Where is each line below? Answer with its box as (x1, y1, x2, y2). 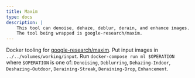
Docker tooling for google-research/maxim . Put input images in (6, 46, 158, 53)
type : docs (6, 14, 33, 20)
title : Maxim (6, 8, 38, 15)
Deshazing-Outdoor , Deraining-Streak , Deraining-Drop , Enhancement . (6, 65, 169, 72)
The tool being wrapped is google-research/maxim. (16, 30, 143, 36)
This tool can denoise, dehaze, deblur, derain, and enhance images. (16, 25, 190, 31)
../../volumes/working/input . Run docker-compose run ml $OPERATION (6, 53, 175, 60)
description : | (6, 19, 43, 25)
